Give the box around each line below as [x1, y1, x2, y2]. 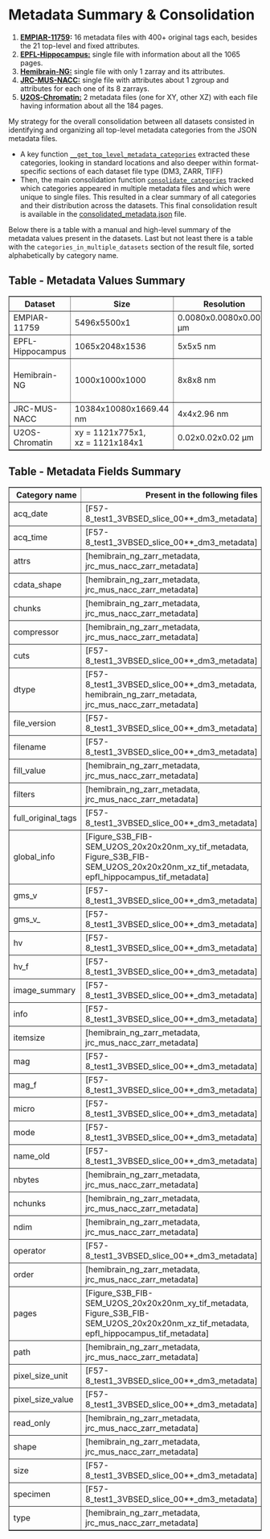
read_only [13, 1417, 51, 1429]
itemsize [13, 1032, 46, 1043]
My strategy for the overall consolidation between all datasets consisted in [8, 116, 255, 126]
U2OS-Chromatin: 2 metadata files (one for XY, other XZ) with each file [19, 92, 259, 102]
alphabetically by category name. [8, 250, 119, 260]
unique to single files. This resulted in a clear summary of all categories [19, 192, 257, 202]
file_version [13, 718, 56, 729]
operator [13, 1245, 47, 1256]
